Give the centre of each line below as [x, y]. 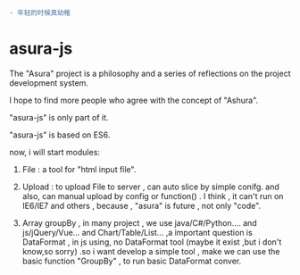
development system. [49, 83]
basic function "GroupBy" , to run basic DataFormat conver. [132, 261]
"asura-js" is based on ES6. [60, 135]
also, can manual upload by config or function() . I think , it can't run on [153, 196]
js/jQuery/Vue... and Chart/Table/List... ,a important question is [137, 232]
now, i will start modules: [55, 152]
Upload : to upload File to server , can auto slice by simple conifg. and [150, 187]
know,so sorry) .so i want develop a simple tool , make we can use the [151, 251]
